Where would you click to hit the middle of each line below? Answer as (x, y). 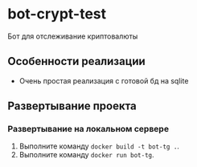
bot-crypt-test (57, 14)
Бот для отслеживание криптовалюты (73, 36)
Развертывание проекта (72, 106)
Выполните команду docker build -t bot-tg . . (99, 146)
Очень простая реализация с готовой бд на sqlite (104, 80)
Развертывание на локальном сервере (88, 129)
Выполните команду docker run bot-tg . (86, 155)
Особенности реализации (76, 61)
